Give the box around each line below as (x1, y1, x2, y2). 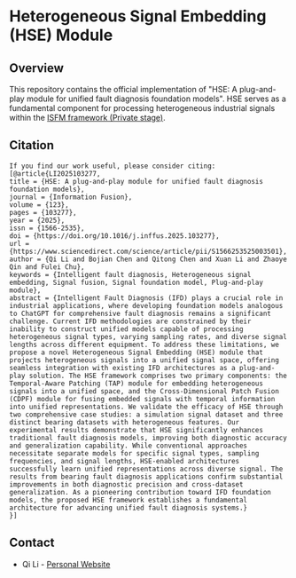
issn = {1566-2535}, (9, 224, 86, 233)
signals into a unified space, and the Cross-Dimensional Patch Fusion (9, 386, 279, 396)
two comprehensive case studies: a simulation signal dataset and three (9, 410, 284, 419)
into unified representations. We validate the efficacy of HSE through (9, 402, 284, 411)
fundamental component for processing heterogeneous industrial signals (9, 103, 276, 113)
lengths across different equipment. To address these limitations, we (9, 340, 279, 349)
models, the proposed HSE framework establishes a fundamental (9, 495, 248, 504)
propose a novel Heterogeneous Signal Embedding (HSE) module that (9, 348, 264, 357)
